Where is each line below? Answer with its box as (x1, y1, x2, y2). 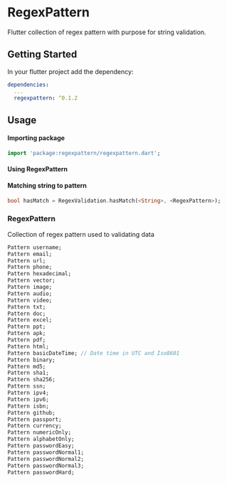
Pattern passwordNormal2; (7, 455, 84, 462)
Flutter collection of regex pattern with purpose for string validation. (7, 28, 206, 36)
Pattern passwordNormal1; (7, 449, 84, 456)
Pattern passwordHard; (7, 469, 75, 476)
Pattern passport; (7, 415, 62, 423)
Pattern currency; (7, 423, 62, 430)
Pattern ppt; (7, 323, 46, 331)
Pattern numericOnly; (7, 429, 72, 436)
